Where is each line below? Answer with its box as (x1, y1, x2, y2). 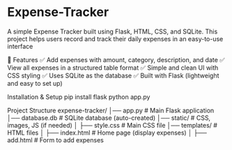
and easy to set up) (7, 79, 63, 87)
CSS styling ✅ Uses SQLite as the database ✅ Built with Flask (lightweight (7, 71, 219, 80)
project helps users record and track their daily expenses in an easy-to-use (7, 34, 224, 43)
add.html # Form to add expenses (7, 135, 105, 144)
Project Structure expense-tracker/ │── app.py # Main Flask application (7, 106, 215, 114)
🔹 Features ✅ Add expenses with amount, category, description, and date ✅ (7, 55, 225, 63)
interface (7, 42, 33, 50)
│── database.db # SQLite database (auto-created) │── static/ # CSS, (7, 113, 211, 122)
